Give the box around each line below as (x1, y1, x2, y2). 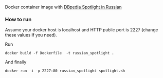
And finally (5, 59, 27, 65)
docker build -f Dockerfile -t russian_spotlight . (5, 51, 114, 56)
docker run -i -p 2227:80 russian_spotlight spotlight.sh (5, 68, 125, 74)
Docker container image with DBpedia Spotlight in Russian (5, 4, 122, 10)
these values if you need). (5, 32, 57, 38)
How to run (5, 16, 32, 23)
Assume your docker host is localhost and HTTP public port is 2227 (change (5, 27, 158, 33)
